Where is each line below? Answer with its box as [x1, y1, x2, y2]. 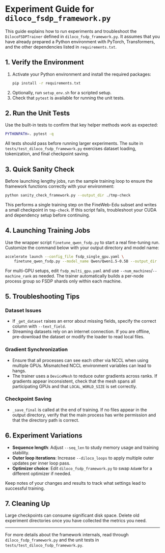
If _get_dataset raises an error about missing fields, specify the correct [12, 318, 156, 324]
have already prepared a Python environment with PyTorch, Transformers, [5, 38, 155, 45]
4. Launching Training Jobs [5, 226, 90, 235]
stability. [12, 449, 29, 455]
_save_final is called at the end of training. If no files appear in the [12, 407, 147, 413]
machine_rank [5, 274, 32, 278]
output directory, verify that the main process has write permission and [12, 412, 156, 418]
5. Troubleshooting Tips [5, 292, 80, 301]
